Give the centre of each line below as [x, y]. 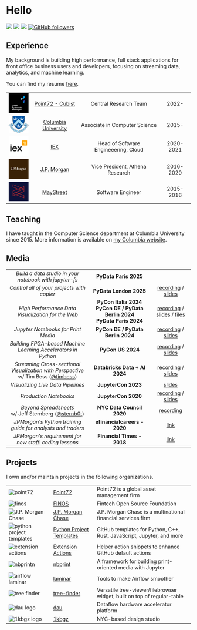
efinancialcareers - [120, 422]
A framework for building [127, 561]
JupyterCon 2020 [120, 396]
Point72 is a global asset [126, 489]
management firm [118, 495]
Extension [65, 547]
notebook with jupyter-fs [47, 279]
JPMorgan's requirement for [48, 436]
